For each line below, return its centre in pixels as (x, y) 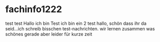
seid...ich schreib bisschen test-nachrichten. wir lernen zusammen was (80, 28)
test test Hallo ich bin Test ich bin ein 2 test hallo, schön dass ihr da (76, 23)
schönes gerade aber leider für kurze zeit (49, 34)
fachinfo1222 (34, 9)
